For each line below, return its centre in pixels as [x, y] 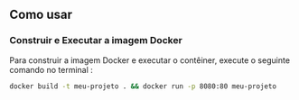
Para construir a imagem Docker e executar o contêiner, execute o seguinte [150, 60]
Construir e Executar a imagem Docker [96, 41]
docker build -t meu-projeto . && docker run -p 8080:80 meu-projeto [143, 86]
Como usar [41, 15]
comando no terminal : [51, 69]
